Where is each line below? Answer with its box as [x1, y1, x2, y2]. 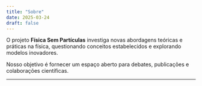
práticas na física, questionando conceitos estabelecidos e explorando [6, 43, 182, 50]
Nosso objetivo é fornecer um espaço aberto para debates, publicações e [6, 61, 189, 68]
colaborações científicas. [6, 67, 69, 75]
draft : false [6, 20, 39, 26]
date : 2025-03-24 [6, 14, 50, 20]
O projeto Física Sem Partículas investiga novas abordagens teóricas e [6, 37, 183, 44]
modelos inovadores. [6, 49, 58, 57]
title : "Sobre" [6, 8, 44, 15]
